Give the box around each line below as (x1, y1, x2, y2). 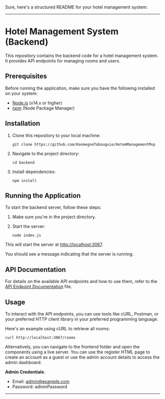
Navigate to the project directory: (12, 150, 80, 156)
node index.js (12, 233, 41, 238)
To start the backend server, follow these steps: (5, 204, 102, 210)
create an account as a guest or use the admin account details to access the (5, 354, 160, 360)
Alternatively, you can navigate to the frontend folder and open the (5, 344, 140, 349)
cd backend (12, 160, 35, 165)
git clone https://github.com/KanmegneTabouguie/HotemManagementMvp (12, 142, 156, 147)
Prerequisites (5, 72, 47, 81)
